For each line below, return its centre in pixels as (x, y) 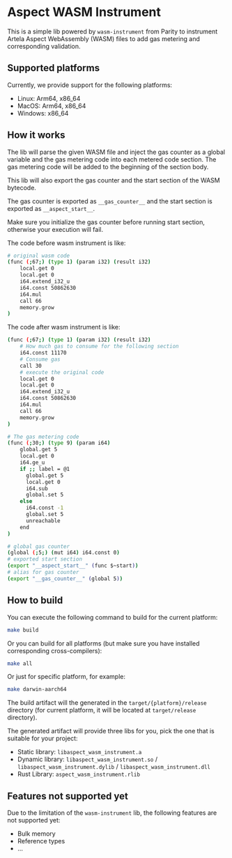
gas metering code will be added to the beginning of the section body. (108, 166)
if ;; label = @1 (45, 469)
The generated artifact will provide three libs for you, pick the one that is (111, 731)
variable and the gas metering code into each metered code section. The (112, 159)
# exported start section (45, 559)
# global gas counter (39, 546)
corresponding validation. (44, 46)
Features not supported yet (68, 796)
